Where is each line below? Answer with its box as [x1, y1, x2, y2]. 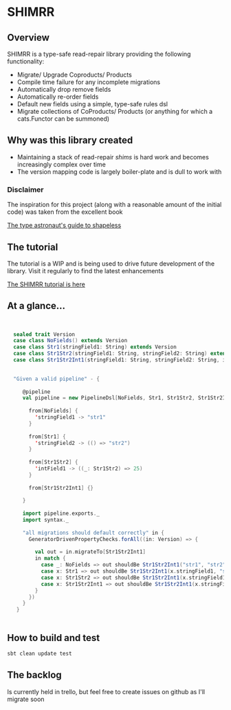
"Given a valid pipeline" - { [13, 375, 100, 382]
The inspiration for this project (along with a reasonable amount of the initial [7, 201, 222, 209]
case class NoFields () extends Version [13, 337, 128, 344]
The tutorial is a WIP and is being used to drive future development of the [7, 259, 215, 268]
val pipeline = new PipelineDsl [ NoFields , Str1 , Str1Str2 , [22, 395, 195, 402]
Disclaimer [7, 184, 44, 194]
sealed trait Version [13, 331, 76, 338]
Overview [7, 32, 50, 43]
